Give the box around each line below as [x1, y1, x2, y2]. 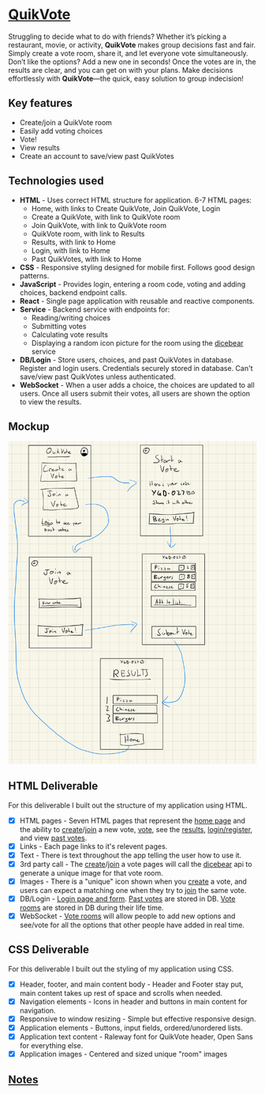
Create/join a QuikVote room [19, 117, 113, 127]
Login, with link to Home [31, 245, 110, 255]
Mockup [8, 419, 50, 433]
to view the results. [19, 397, 82, 407]
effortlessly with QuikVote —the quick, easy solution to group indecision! [8, 74, 244, 83]
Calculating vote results [31, 330, 109, 339]
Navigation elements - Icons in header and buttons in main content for [19, 997, 248, 1006]
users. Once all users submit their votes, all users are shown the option [19, 388, 251, 398]
